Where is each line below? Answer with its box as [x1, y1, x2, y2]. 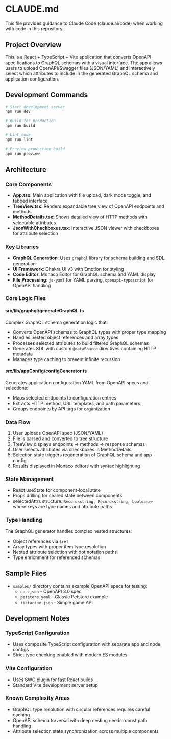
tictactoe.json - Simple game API [20, 599, 93, 605]
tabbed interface [12, 198, 48, 204]
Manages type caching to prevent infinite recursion [12, 356, 120, 362]
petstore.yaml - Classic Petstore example [20, 593, 108, 600]
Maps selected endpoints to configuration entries [12, 394, 116, 401]
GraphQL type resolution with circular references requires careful [12, 706, 151, 712]
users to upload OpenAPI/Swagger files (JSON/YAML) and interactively [5, 65, 155, 71]
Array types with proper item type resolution [12, 543, 106, 549]
